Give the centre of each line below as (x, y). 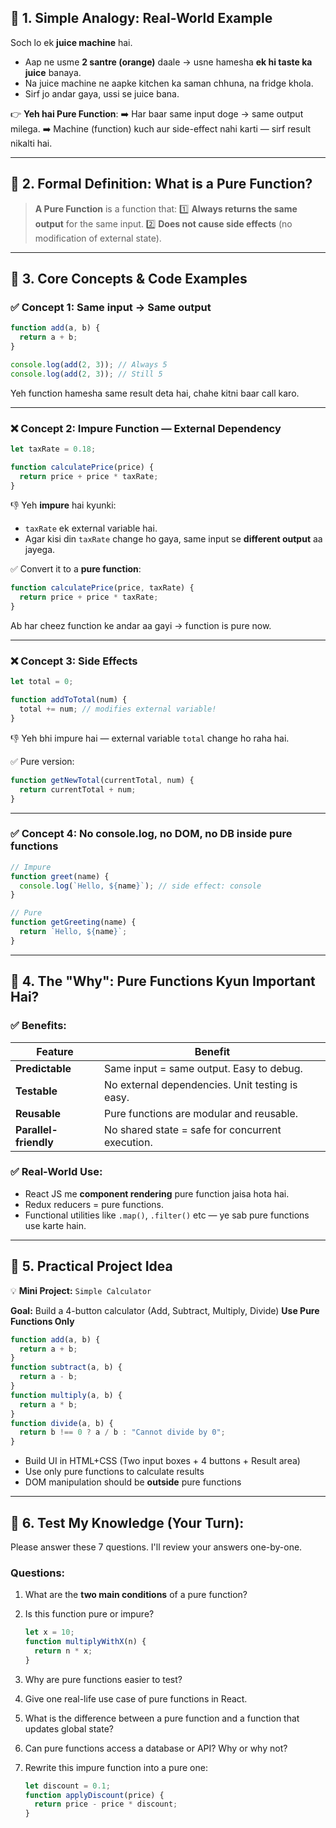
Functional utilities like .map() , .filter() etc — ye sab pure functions (167, 1215)
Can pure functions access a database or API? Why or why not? (156, 1748)
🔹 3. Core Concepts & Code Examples (129, 279)
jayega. (40, 550)
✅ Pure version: (42, 761)
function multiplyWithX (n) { (85, 1642)
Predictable (43, 1068)
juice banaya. (53, 72)
